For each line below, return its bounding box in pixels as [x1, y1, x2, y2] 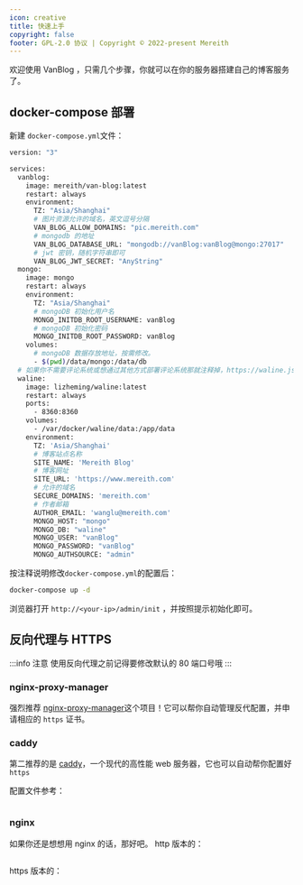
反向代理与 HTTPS [9, 632, 113, 648]
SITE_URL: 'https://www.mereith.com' [32, 475, 176, 484]
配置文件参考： [9, 786, 65, 797]
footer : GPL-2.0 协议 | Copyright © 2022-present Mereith [9, 38, 229, 48]
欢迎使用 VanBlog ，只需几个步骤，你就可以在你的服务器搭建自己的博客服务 [9, 64, 290, 75]
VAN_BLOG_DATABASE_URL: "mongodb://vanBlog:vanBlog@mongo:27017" [32, 240, 284, 249]
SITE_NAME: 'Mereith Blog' [32, 457, 135, 467]
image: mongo [25, 273, 75, 282]
